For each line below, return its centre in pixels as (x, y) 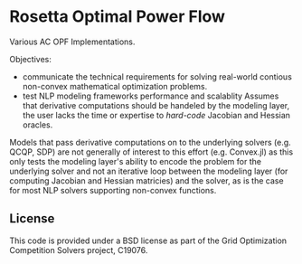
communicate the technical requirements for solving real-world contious (157, 76)
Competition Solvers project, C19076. (79, 250)
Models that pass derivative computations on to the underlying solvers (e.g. (150, 142)
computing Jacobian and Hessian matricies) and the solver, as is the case (146, 180)
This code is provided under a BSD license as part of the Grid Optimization (148, 240)
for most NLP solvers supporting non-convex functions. (113, 190)
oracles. (38, 125)
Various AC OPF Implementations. (72, 42)
